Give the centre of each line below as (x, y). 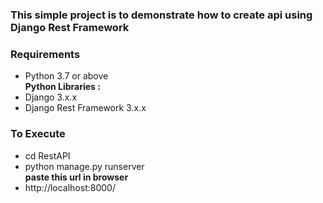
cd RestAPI (47, 155)
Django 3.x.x (51, 97)
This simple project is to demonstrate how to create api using (161, 15)
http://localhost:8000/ (70, 187)
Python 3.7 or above (66, 76)
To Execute (38, 134)
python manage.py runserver (84, 166)
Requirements (45, 54)
